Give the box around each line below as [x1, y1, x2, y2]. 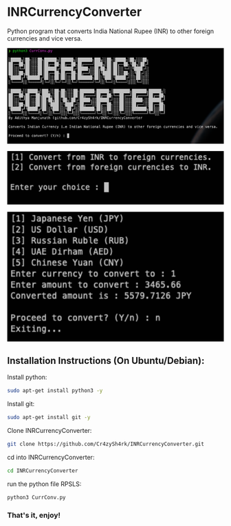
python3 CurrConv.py [7, 494, 67, 500]
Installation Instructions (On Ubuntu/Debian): [7, 355, 205, 367]
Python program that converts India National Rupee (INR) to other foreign [7, 27, 214, 35]
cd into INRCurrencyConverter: [7, 453, 95, 462]
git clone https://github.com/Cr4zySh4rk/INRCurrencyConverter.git [7, 441, 205, 448]
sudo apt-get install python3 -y [7, 387, 103, 394]
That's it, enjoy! [7, 510, 60, 520]
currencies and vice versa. [7, 34, 82, 42]
